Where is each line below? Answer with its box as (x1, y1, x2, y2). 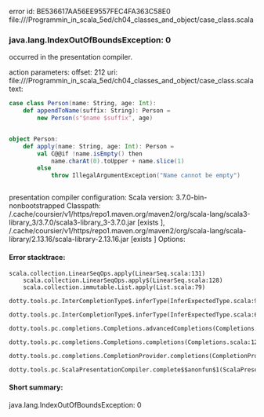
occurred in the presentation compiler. (9, 53, 132, 62)
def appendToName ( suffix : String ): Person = (23, 107, 171, 115)
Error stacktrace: (9, 252, 66, 262)
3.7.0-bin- (175, 192, 208, 203)
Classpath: (66, 201, 101, 210)
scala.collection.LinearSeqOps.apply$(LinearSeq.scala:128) (23, 276, 223, 285)
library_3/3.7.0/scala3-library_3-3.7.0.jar (9, 218, 136, 227)
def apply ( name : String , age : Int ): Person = (23, 142, 175, 150)
